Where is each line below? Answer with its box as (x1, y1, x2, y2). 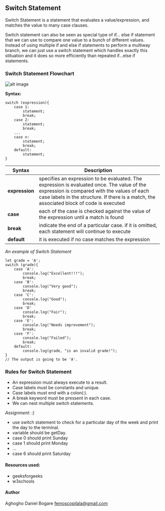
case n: (14, 135, 29, 140)
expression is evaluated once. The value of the (39, 181, 146, 188)
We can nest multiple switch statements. (12, 400, 94, 406)
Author (5, 489, 20, 495)
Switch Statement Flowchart (5, 70, 75, 77)
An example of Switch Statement (5, 249, 72, 255)
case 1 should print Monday (12, 440, 68, 446)
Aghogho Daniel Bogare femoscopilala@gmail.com (5, 500, 108, 506)
